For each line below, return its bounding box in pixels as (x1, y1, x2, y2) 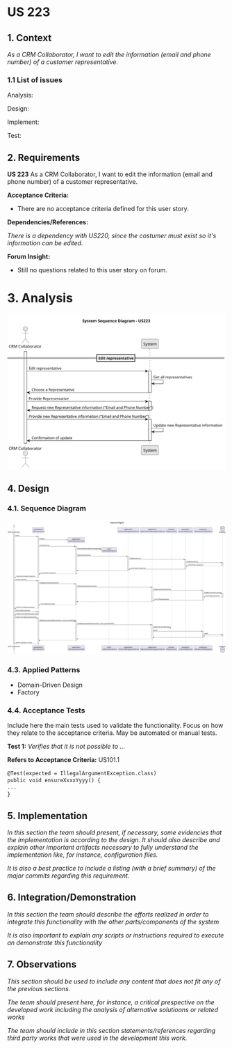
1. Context (7, 32, 52, 44)
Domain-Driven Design (17, 681, 83, 689)
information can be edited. (7, 239, 83, 247)
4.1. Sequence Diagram (7, 504, 87, 513)
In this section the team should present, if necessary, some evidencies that (7, 828, 222, 837)
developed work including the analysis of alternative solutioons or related (7, 1005, 219, 1013)
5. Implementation (7, 809, 88, 822)
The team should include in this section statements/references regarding (7, 1026, 216, 1034)
